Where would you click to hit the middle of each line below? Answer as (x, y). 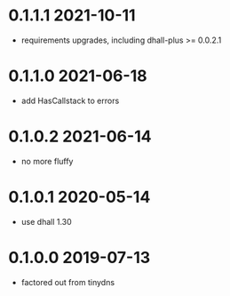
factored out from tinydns (68, 282)
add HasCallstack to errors (70, 100)
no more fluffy (47, 161)
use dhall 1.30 (46, 221)
